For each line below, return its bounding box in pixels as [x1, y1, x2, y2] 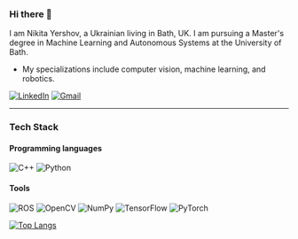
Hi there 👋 [9, 8, 53, 20]
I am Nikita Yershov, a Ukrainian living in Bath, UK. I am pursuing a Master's [9, 28, 285, 39]
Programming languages [9, 143, 103, 153]
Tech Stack [9, 121, 59, 134]
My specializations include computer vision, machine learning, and [21, 64, 266, 74]
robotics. [21, 73, 55, 84]
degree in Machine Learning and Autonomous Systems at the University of [9, 37, 282, 48]
